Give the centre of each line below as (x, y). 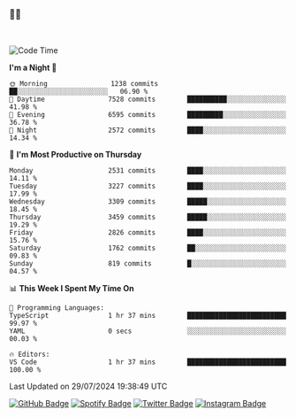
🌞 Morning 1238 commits (84, 84)
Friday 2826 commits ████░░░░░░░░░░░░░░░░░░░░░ (148, 233)
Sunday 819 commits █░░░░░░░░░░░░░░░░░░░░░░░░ (148, 264)
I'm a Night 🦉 (33, 68)
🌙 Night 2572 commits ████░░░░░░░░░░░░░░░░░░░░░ (148, 131)
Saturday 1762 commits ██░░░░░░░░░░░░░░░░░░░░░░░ (148, 248)
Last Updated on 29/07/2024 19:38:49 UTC (88, 386)
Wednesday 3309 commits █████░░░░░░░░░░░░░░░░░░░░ (148, 202)
